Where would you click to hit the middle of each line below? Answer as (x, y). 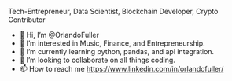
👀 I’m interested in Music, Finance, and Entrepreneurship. (112, 43)
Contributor (27, 20)
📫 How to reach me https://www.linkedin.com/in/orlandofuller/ (122, 69)
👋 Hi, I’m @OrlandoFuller (59, 35)
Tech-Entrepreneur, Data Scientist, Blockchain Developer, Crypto (113, 11)
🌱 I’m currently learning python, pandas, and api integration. (117, 52)
